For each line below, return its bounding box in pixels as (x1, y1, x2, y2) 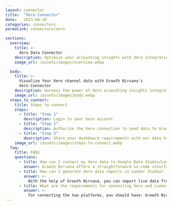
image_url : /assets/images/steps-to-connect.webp (14, 140, 123, 146)
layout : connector (5, 7, 45, 13)
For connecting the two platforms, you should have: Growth (28, 193, 159, 198)
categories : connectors (5, 22, 56, 27)
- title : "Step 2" (18, 121, 58, 127)
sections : (5, 36, 27, 41)
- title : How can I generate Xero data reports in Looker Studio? (18, 169, 164, 174)
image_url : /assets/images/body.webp (14, 93, 95, 98)
